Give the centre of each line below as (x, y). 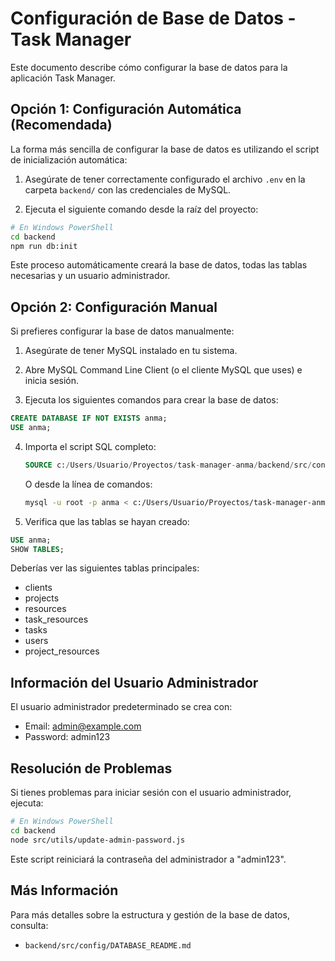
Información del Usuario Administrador (134, 682)
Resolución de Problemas (91, 768)
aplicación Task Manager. (63, 78)
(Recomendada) (61, 125)
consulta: (29, 925)
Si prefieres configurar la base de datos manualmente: (122, 331)
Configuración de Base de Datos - (153, 18)
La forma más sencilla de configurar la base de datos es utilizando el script (165, 149)
